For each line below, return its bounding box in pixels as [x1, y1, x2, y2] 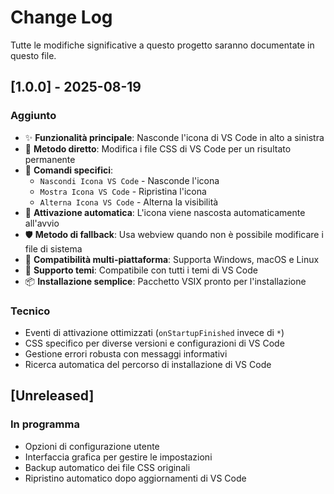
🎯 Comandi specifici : [24, 164, 114, 176]
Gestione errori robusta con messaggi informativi [24, 347, 228, 360]
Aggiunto [10, 109, 57, 123]
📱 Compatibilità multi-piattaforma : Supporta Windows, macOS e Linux [24, 253, 320, 265]
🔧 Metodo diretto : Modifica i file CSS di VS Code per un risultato [24, 142, 292, 155]
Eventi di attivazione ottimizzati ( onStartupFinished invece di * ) [24, 326, 285, 338]
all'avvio [24, 217, 60, 229]
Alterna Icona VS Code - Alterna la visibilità [39, 196, 219, 208]
